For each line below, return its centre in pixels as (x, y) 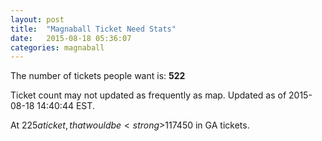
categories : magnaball (57, 47)
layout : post (37, 19)
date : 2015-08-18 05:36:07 (71, 38)
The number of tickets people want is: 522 (98, 76)
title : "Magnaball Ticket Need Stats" (93, 29)
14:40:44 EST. (65, 106)
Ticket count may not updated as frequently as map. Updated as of (148, 95)
